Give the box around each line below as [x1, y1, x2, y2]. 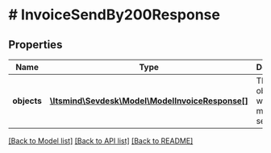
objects [12, 95, 42, 106]
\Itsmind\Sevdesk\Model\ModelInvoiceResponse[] [49, 95, 248, 106]
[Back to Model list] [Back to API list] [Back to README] [8, 136, 194, 146]
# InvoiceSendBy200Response [8, 6, 220, 24]
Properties [8, 38, 63, 52]
